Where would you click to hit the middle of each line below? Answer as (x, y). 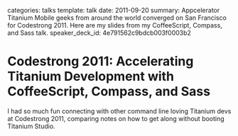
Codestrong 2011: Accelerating (101, 61)
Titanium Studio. (31, 126)
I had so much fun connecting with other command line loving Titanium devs (119, 111)
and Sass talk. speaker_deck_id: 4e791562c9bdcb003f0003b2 (99, 33)
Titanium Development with (91, 76)
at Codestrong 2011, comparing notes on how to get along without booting (116, 118)
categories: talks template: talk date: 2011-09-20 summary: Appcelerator (114, 10)
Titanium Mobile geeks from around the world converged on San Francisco (117, 18)
